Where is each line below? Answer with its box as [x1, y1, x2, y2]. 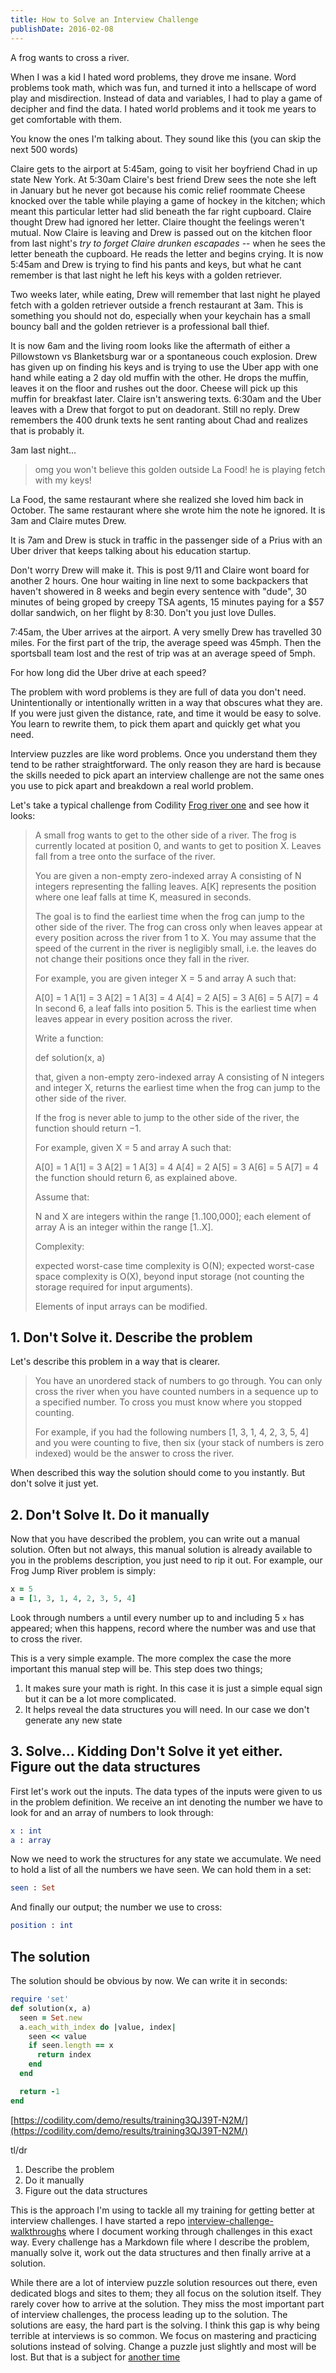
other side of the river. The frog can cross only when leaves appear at [34, 921, 323, 933]
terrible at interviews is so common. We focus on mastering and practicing [10, 2329, 317, 2341]
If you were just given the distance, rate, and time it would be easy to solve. [10, 707, 322, 719]
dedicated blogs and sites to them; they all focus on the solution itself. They [10, 2287, 322, 2299]
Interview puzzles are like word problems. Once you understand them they [10, 747, 318, 760]
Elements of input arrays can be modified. [34, 1300, 208, 1312]
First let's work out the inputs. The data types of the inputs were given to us [10, 1785, 323, 1797]
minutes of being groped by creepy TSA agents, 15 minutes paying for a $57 [10, 596, 325, 608]
